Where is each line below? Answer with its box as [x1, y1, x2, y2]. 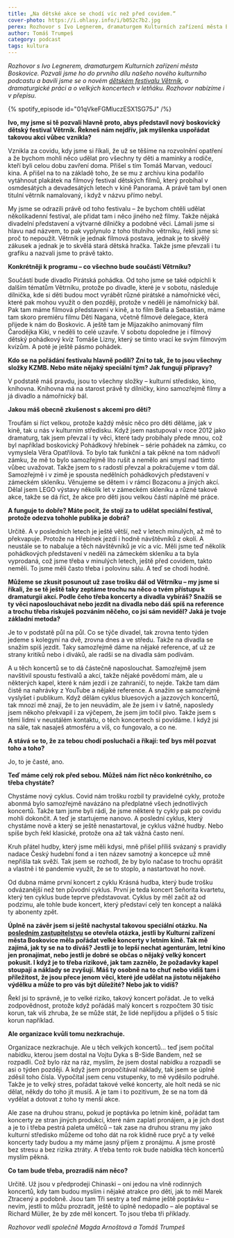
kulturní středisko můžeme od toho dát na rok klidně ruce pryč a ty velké [8, 1131, 215, 1139]
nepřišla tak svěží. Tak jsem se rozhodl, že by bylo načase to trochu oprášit [8, 858, 223, 865]
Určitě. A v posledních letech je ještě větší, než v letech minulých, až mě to [8, 527, 222, 535]
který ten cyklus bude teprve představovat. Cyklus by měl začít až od [8, 893, 206, 901]
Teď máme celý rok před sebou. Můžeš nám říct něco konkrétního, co [8, 771, 212, 779]
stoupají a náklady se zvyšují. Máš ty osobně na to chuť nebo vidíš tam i [8, 966, 219, 974]
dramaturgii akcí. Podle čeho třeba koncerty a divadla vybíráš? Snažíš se [8, 593, 222, 601]
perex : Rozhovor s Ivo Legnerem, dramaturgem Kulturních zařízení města [8, 23, 223, 30]
